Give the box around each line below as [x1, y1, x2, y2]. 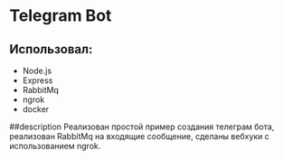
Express [22, 75, 53, 86]
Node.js [22, 65, 52, 76]
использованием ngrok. [9, 141, 101, 151]
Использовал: [9, 42, 93, 57]
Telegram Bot [9, 5, 112, 26]
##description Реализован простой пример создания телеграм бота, [9, 121, 275, 132]
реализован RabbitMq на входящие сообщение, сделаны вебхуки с [9, 131, 269, 141]
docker [22, 104, 50, 114]
